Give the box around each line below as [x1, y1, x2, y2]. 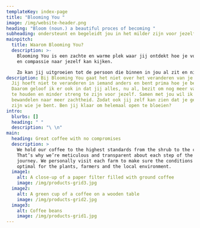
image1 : [11, 169, 31, 175]
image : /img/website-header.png [6, 20, 86, 26]
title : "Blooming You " [6, 14, 65, 20]
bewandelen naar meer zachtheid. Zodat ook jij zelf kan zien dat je [11, 97, 187, 103]
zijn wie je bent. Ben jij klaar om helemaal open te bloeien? [11, 102, 171, 108]
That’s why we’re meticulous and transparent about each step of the [17, 152, 193, 158]
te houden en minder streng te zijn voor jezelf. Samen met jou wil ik [11, 92, 193, 98]
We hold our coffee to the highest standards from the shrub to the [17, 146, 190, 152]
